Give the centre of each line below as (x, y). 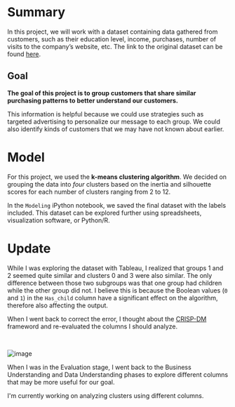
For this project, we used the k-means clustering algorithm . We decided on (117, 177)
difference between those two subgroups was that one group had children (115, 283)
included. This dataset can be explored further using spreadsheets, (105, 213)
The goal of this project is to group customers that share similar (102, 93)
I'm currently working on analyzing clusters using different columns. (106, 395)
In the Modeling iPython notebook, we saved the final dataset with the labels (117, 205)
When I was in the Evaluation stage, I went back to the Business (99, 367)
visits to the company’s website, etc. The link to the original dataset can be (115, 46)
